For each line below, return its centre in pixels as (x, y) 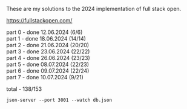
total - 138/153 (24, 89)
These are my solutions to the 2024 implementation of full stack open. (94, 9)
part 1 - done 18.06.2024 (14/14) (46, 38)
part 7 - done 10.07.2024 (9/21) (45, 77)
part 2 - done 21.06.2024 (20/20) (48, 45)
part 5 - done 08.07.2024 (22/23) (48, 64)
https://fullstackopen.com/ (39, 20)
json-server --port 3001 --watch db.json (59, 100)
